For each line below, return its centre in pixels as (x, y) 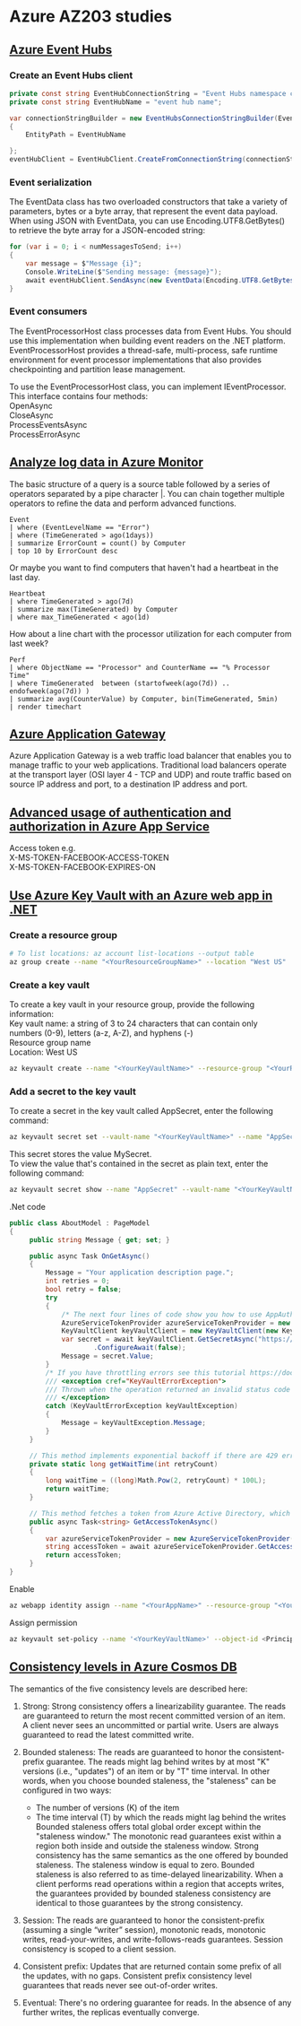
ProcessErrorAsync (45, 434)
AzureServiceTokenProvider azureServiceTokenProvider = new (176, 1323)
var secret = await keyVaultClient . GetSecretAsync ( (159, 1339)
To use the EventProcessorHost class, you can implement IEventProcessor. (148, 387)
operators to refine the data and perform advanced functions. (123, 503)
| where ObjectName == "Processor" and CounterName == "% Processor (140, 667)
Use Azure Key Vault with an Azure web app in (141, 896)
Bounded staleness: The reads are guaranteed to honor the (132, 1752)
